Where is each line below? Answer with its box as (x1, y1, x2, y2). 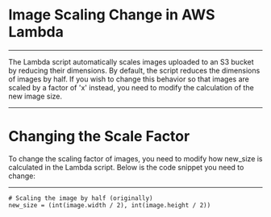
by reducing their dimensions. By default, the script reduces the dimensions (8, 65, 261, 75)
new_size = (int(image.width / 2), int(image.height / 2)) (8, 201, 211, 209)
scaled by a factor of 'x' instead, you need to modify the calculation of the (8, 82, 254, 92)
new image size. (8, 91, 63, 101)
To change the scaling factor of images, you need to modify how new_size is (8, 153, 264, 163)
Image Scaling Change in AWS (8, 6, 215, 24)
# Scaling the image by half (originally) (8, 194, 153, 202)
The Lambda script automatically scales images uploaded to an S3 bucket (8, 56, 254, 66)
